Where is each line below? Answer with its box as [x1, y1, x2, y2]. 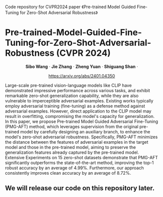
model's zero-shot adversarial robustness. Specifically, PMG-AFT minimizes [5, 134, 158, 140]
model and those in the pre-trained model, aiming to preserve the [5, 144, 136, 150]
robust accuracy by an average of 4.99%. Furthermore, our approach [5, 164, 144, 171]
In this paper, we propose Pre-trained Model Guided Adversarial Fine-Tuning [5, 118, 158, 124]
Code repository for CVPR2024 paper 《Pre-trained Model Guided [5, 4, 136, 10]
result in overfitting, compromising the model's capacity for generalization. [5, 113, 155, 119]
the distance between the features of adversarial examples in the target [5, 139, 148, 145]
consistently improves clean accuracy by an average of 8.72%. [5, 170, 131, 176]
